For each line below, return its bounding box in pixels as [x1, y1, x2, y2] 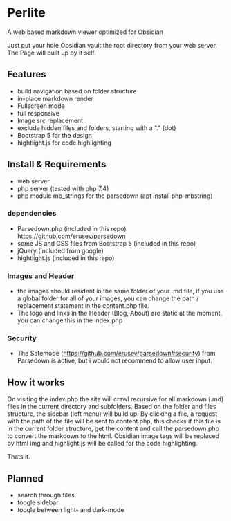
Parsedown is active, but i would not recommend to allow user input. [17, 356, 212, 365]
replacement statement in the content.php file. [17, 302, 150, 310]
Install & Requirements [7, 158, 107, 170]
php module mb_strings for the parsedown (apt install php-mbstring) [17, 192, 213, 200]
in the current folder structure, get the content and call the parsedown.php [7, 424, 220, 433]
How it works [7, 376, 65, 388]
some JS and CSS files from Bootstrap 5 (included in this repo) [17, 239, 196, 247]
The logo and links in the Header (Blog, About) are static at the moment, [17, 309, 223, 318]
